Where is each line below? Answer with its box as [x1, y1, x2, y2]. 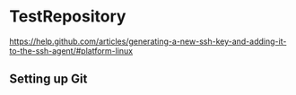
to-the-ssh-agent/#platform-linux [9, 45, 134, 56]
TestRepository [9, 6, 126, 27]
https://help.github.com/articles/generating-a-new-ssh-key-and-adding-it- [9, 36, 287, 47]
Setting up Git [9, 72, 88, 87]
